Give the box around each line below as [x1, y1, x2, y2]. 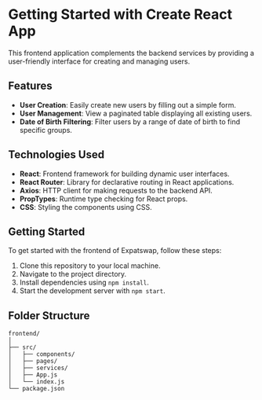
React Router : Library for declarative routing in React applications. [19, 177, 235, 186]
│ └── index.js [8, 378, 65, 386]
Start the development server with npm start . [19, 286, 166, 295]
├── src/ [8, 343, 37, 351]
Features [8, 79, 53, 93]
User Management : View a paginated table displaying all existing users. [19, 108, 253, 118]
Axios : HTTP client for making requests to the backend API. [19, 185, 213, 195]
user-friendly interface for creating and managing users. [8, 57, 191, 66]
